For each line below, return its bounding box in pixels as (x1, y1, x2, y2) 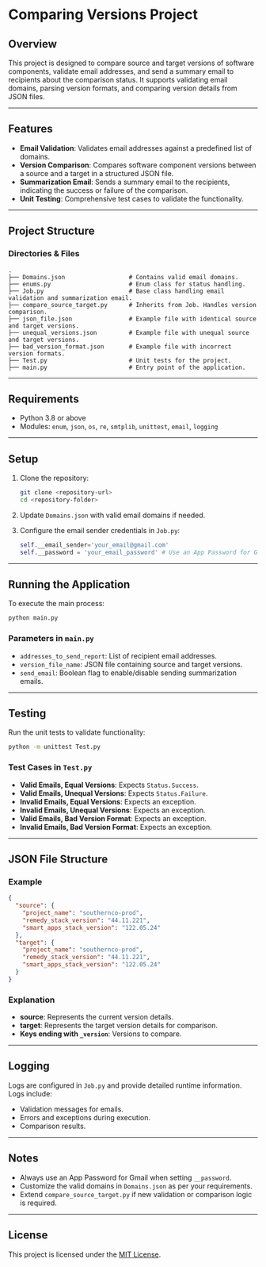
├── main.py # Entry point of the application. (8, 363, 246, 371)
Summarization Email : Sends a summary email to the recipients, (19, 177, 230, 186)
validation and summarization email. (8, 294, 133, 302)
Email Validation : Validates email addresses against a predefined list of (19, 143, 252, 152)
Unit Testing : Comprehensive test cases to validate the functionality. (19, 194, 244, 203)
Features (8, 122, 53, 136)
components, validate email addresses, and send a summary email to (8, 67, 234, 76)
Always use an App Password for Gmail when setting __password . (19, 1173, 232, 1182)
